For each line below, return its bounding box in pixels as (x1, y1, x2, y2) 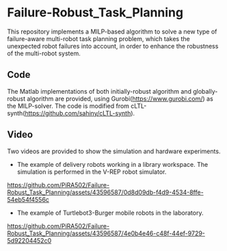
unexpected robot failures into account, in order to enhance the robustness (7, 42, 219, 50)
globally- (192, 87, 218, 95)
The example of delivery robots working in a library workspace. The (16, 160, 209, 168)
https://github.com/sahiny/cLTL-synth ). (25, 109, 135, 117)
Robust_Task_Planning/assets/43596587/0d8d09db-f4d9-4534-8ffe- (7, 188, 204, 196)
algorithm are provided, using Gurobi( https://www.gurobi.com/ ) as (27, 94, 213, 103)
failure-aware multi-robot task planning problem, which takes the (7, 34, 190, 42)
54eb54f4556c (7, 195, 50, 203)
